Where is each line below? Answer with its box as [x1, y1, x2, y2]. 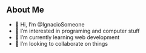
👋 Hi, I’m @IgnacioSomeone [15, 20, 85, 28]
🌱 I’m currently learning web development [15, 33, 120, 41]
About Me [6, 5, 44, 15]
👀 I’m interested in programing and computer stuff [15, 27, 141, 34]
